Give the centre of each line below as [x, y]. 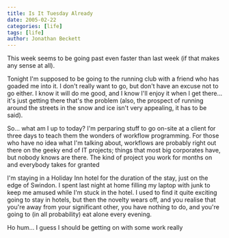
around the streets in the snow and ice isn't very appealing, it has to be [107, 108]
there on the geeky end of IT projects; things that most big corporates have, [114, 150]
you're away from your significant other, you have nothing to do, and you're [113, 207]
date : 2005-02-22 [32, 20]
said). [15, 115]
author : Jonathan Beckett [44, 39]
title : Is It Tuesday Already [50, 13]
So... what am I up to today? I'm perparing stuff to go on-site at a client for [111, 129]
